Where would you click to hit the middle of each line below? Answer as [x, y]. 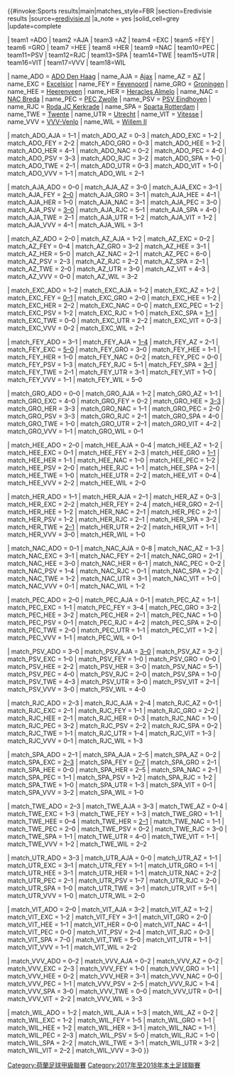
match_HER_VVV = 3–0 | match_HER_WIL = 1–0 [76, 534]
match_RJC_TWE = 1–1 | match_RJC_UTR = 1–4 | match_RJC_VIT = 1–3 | [111, 733]
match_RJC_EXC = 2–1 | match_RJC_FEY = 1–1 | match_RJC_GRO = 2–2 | [113, 711]
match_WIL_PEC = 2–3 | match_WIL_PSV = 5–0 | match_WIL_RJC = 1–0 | [113, 1035]
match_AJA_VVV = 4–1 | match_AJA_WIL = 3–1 [75, 225]
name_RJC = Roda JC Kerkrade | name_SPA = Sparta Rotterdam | [103, 106]
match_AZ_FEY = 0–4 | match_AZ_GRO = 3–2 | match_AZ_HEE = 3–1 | [109, 246]
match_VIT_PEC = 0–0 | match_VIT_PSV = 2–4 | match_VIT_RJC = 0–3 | [111, 932]
